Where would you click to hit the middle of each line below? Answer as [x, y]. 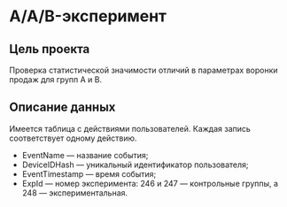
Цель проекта [50, 49]
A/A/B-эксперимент [88, 16]
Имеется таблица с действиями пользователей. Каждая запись [130, 128]
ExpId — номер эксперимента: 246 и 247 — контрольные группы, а [150, 183]
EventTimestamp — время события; [89, 173]
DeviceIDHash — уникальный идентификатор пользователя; [136, 165]
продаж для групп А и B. [56, 80]
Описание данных [62, 107]
